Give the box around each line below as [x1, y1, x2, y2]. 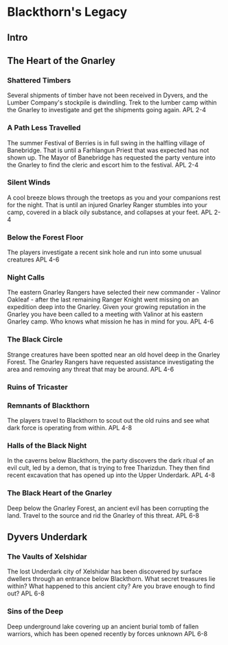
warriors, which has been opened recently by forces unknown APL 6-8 [7, 629, 208, 637]
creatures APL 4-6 [7, 255, 60, 264]
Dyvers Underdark [7, 531, 88, 542]
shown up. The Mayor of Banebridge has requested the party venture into [7, 153, 216, 162]
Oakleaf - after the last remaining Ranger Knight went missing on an [7, 295, 199, 304]
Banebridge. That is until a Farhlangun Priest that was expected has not [7, 146, 209, 154]
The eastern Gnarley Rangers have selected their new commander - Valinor [7, 288, 221, 297]
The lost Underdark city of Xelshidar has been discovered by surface [7, 567, 203, 575]
